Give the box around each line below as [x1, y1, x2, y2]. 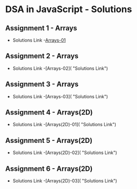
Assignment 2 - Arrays [5, 52, 79, 60]
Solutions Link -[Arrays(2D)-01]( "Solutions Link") [12, 122, 117, 128]
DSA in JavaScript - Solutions [5, 4, 132, 15]
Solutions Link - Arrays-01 [12, 37, 66, 43]
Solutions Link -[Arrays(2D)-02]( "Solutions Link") [12, 149, 118, 156]
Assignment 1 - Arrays [5, 24, 78, 32]
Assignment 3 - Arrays [5, 80, 79, 89]
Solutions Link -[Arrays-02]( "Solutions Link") [12, 65, 108, 71]
